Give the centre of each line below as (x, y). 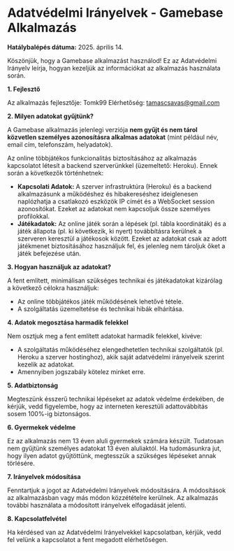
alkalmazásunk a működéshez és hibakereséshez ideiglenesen (108, 194)
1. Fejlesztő (24, 89)
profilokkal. (34, 216)
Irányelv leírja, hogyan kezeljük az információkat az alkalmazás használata (114, 68)
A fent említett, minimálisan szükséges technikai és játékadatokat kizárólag (115, 280)
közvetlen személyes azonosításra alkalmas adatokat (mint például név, (113, 137)
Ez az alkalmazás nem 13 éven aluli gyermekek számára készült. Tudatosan (116, 441)
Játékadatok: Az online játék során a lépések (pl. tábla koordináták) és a (122, 223)
